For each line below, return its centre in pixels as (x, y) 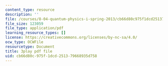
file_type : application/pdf (34, 28)
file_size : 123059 (24, 24)
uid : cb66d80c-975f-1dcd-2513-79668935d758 (51, 56)
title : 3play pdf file (29, 51)
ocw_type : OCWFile (24, 42)
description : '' (22, 14)
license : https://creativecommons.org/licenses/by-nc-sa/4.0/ (71, 38)
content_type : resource (30, 10)
